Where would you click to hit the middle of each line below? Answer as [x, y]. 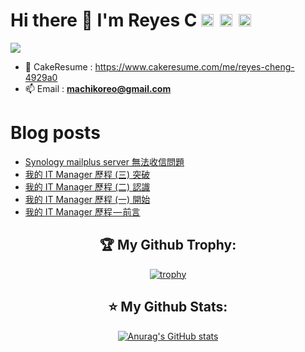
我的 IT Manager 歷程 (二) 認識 [87, 186]
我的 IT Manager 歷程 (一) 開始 [87, 199]
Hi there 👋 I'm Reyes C [104, 20]
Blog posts [55, 133]
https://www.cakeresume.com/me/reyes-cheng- [194, 66]
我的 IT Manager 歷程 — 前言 [82, 211]
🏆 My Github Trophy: [168, 245]
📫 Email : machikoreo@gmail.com [98, 88]
